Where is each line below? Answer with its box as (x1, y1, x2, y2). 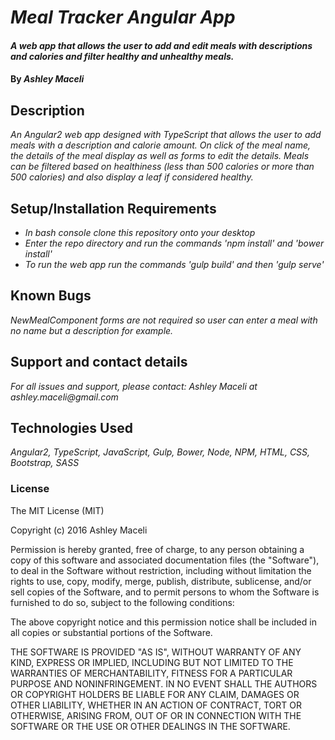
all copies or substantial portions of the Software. (10, 626, 213, 638)
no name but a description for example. (10, 324, 174, 336)
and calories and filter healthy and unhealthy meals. (10, 50, 235, 62)
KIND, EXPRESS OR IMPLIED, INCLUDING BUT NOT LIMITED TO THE (10, 656, 294, 668)
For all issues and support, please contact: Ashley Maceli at (10, 380, 258, 392)
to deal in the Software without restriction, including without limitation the (10, 564, 312, 576)
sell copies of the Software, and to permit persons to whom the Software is (10, 586, 320, 598)
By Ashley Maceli (10, 73, 85, 85)
